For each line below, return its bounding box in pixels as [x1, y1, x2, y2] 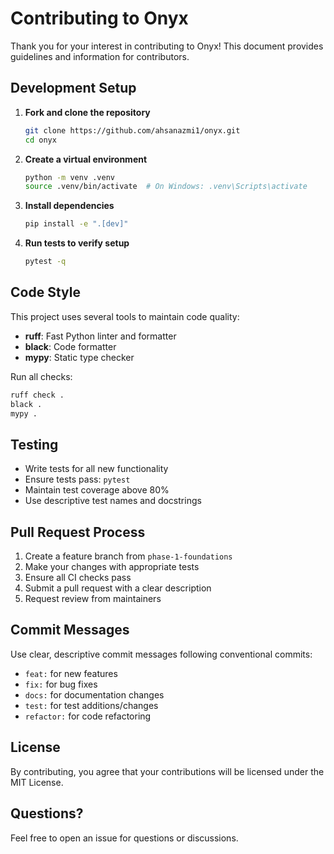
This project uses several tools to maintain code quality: [10, 310, 240, 322]
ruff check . [10, 390, 65, 400]
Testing [10, 436, 59, 453]
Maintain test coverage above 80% [24, 484, 170, 496]
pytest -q [24, 257, 67, 267]
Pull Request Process [10, 523, 146, 541]
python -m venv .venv [24, 172, 115, 182]
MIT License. [10, 776, 64, 788]
